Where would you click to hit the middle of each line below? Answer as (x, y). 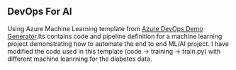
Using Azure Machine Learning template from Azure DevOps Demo (105, 28)
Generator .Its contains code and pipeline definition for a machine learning (115, 36)
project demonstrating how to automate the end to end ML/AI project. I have (118, 43)
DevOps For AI (40, 12)
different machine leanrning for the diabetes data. (80, 59)
